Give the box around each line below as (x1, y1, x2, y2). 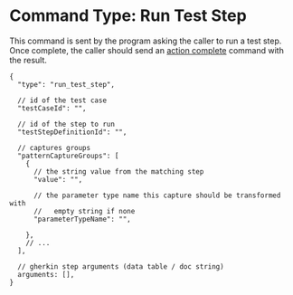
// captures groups (17, 143, 91, 152)
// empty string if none (33, 206, 136, 215)
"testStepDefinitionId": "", (17, 128, 128, 137)
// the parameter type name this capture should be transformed (33, 191, 281, 200)
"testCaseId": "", (17, 103, 88, 113)
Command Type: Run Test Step (9, 5, 247, 26)
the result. (9, 54, 48, 65)
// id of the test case (17, 96, 107, 105)
